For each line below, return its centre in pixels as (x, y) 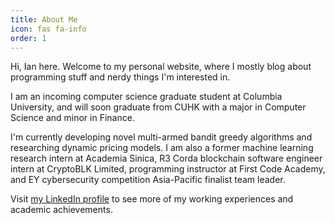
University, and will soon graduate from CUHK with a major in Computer (158, 107)
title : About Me (44, 19)
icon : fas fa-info (48, 29)
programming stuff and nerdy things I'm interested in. (120, 77)
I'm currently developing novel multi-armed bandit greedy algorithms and (161, 137)
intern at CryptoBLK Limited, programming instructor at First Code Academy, (168, 169)
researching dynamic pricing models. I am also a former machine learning (162, 148)
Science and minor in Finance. (72, 118)
